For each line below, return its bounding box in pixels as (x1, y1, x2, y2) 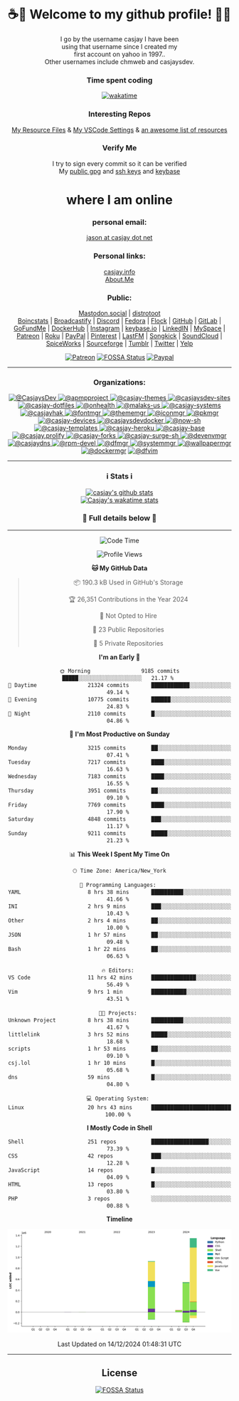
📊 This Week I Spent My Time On (69, 849, 170, 859)
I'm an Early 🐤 (98, 653, 141, 661)
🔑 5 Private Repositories (93, 639, 164, 647)
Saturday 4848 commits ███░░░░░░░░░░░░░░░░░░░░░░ (8, 815, 231, 823)
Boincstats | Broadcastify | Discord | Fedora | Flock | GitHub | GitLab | (17, 316, 222, 325)
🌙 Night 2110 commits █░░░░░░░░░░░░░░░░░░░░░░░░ (8, 710, 231, 717)
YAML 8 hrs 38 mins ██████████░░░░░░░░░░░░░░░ (8, 888, 231, 896)
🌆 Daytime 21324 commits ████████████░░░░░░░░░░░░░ (8, 681, 231, 688)
